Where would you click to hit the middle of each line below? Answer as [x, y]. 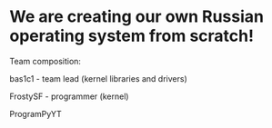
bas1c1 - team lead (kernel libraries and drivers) [99, 78]
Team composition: [45, 61]
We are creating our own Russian [137, 17]
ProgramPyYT [35, 113]
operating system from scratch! [132, 36]
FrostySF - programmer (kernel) [69, 96]
